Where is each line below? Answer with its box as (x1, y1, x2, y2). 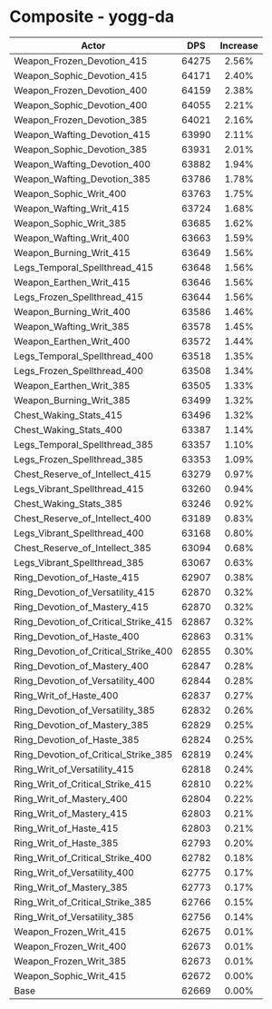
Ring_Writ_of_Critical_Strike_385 (14, 895, 152, 908)
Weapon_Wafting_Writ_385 (14, 320, 130, 332)
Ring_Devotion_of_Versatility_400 (14, 674, 156, 687)
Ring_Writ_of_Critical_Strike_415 (14, 777, 152, 790)
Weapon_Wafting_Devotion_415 (14, 128, 151, 141)
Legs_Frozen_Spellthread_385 (14, 452, 143, 465)
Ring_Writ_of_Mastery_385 (14, 881, 129, 894)
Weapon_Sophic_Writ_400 (14, 187, 127, 200)
